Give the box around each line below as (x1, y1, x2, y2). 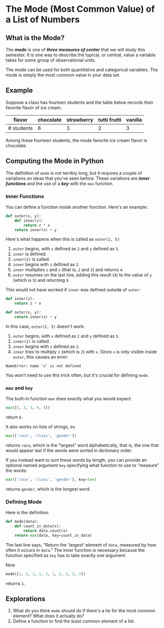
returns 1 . (5, 580, 25, 586)
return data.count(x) (23, 528, 68, 533)
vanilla (126, 116, 142, 123)
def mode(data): (5, 519, 39, 524)
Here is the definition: (5, 510, 50, 515)
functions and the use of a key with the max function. (5, 180, 114, 186)
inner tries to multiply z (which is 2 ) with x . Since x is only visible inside (12, 349, 158, 354)
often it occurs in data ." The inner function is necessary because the (5, 547, 145, 553)
